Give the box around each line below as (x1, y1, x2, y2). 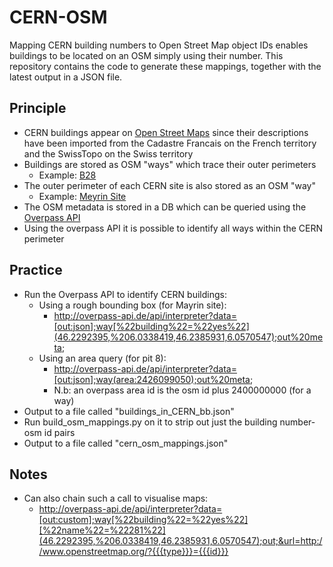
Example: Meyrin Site (38, 190, 127, 202)
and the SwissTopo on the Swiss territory (23, 147, 194, 160)
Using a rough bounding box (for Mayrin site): (38, 299, 227, 311)
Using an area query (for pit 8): (38, 352, 167, 364)
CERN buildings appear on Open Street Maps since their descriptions (23, 126, 309, 138)
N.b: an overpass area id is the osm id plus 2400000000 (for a (53, 384, 312, 396)
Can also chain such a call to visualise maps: (23, 492, 209, 505)
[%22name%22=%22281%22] (38, 524, 166, 536)
